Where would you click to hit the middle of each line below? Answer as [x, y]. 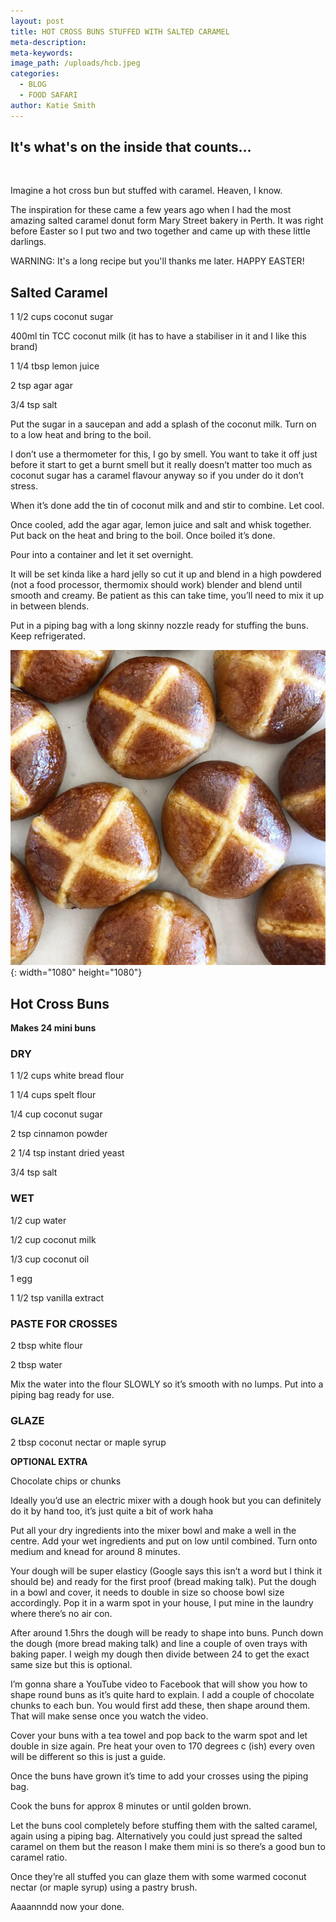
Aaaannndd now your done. [67, 1907]
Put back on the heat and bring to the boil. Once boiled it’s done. [143, 536]
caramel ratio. [39, 1857]
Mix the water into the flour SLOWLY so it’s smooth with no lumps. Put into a [167, 1384]
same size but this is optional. [71, 1665]
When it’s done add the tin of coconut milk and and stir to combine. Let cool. [167, 506]
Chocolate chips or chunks [66, 1481]
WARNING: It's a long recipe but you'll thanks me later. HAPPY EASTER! [157, 261]
